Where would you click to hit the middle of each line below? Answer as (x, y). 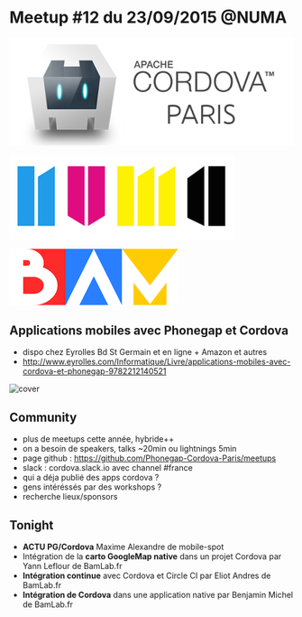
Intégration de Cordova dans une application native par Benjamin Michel (158, 595)
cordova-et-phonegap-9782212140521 (94, 371)
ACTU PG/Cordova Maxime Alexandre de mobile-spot (123, 547)
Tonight (32, 525)
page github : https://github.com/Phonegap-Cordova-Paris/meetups (149, 458)
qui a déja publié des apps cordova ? (91, 478)
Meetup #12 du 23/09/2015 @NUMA (148, 18)
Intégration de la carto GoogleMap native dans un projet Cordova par (152, 556)
